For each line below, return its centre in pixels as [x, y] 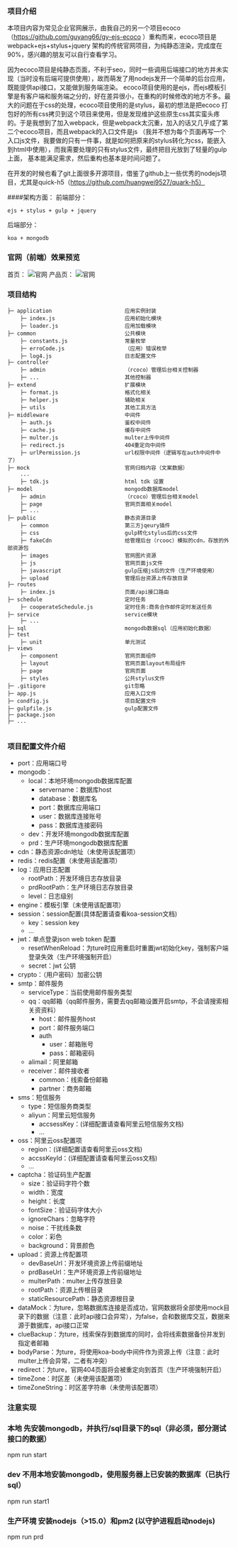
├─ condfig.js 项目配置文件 [82, 701]
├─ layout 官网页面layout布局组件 [103, 663]
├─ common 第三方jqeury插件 [95, 525]
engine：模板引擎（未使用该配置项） [71, 905]
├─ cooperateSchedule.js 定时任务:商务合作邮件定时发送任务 [116, 607]
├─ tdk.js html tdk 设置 [92, 481]
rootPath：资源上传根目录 [66, 1290]
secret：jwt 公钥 [52, 966]
